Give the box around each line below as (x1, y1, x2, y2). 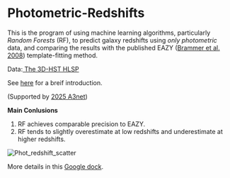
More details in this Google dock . (7, 162, 104, 171)
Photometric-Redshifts (7, 5, 145, 21)
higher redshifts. (17, 135, 66, 143)
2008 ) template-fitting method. (7, 51, 98, 60)
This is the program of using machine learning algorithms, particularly (7, 28, 211, 37)
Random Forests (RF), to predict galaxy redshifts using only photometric (7, 35, 217, 44)
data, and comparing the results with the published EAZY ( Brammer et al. (7, 43, 221, 52)
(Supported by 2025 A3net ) (7, 92, 88, 101)
